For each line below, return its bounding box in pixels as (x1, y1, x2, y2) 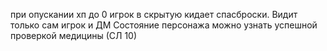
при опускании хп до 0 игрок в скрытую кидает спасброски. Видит (10, 9, 298, 20)
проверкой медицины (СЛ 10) (10, 30, 138, 41)
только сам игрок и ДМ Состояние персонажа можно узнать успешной (10, 19, 318, 31)
